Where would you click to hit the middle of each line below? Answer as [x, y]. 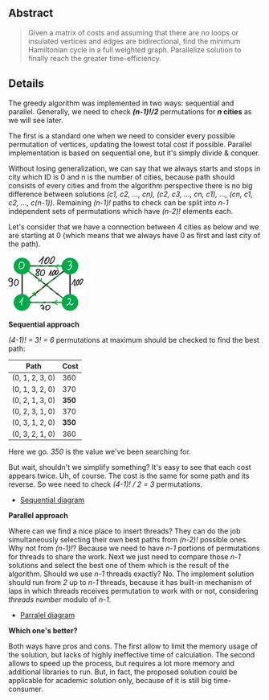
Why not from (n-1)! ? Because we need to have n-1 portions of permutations [134, 548]
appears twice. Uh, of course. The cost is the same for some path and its [129, 476]
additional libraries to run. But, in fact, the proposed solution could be [123, 672]
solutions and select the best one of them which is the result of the [119, 566]
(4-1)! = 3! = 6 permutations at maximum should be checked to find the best [134, 340]
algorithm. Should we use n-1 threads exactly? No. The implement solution [131, 574]
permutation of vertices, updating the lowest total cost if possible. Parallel [130, 144]
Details [26, 84]
